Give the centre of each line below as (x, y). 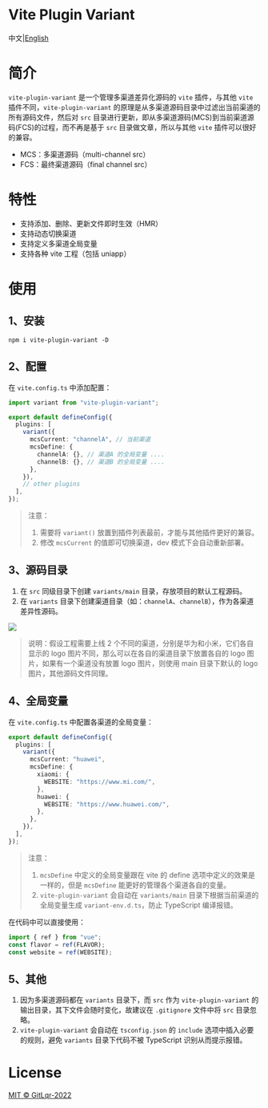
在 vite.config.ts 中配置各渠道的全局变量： (81, 722)
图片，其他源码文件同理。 (70, 673)
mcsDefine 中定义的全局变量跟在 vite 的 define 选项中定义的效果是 (148, 875)
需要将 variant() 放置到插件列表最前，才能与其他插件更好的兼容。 (149, 532)
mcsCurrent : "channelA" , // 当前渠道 (90, 440)
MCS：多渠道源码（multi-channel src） (85, 154)
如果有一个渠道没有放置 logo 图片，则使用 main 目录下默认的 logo (150, 663)
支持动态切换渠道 (48, 233)
